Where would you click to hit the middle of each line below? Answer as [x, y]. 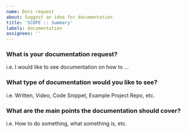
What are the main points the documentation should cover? [93, 111]
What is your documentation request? [62, 54]
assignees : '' [24, 34]
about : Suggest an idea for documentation [59, 17]
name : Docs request [30, 12]
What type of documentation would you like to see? [82, 82]
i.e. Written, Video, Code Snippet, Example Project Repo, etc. [81, 95]
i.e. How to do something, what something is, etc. [67, 124]
